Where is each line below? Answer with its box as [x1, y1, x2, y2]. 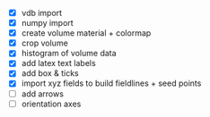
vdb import [21, 8, 63, 18]
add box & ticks [21, 68, 79, 79]
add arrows [21, 88, 65, 99]
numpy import [21, 18, 74, 29]
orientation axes [21, 98, 82, 109]
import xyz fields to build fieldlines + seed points [21, 78, 202, 88]
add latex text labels [21, 58, 96, 69]
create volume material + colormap [21, 28, 152, 38]
